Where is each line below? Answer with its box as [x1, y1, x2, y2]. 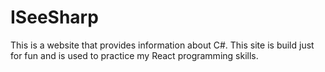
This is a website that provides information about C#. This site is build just [10, 39, 315, 51]
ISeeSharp [10, 6, 99, 29]
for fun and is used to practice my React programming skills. [10, 49, 259, 61]
